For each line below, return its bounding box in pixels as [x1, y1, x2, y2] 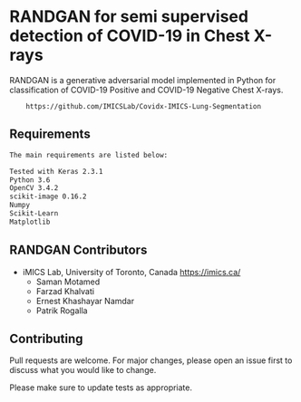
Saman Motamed [35, 276, 101, 287]
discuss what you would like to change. [9, 365, 157, 376]
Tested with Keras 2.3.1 [9, 167, 103, 176]
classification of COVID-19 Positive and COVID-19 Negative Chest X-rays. [9, 84, 284, 95]
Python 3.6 [9, 175, 51, 185]
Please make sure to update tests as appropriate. [9, 382, 193, 393]
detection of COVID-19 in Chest [9, 25, 251, 46]
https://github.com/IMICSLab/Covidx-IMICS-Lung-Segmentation [25, 101, 261, 110]
